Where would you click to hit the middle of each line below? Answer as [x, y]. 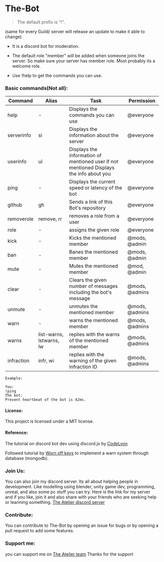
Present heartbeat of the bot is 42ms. [46, 400]
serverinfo [19, 135]
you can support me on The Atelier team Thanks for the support [69, 554]
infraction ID [83, 367]
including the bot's [91, 292]
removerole [20, 219]
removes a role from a [94, 216]
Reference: [17, 432]
